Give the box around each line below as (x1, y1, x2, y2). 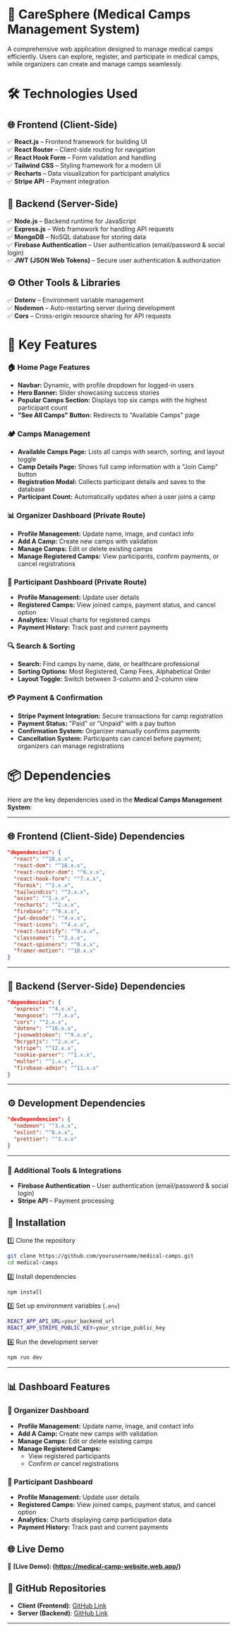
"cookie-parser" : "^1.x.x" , (13, 1051, 97, 1058)
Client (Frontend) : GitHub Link (17, 1601, 107, 1610)
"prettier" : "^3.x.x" (13, 1136, 78, 1143)
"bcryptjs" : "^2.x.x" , (13, 1038, 80, 1045)
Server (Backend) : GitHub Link (17, 1608, 108, 1617)
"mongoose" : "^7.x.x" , (13, 1012, 80, 1019)
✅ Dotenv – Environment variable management (7, 296, 144, 304)
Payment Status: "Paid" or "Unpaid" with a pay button (17, 719, 176, 728)
